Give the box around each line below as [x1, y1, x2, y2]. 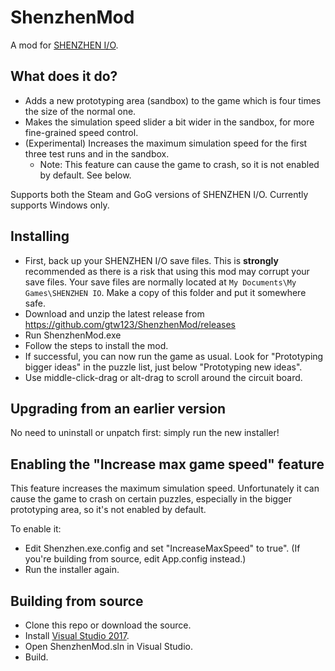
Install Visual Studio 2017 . [24, 630, 130, 641]
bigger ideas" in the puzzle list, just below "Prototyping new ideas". [24, 361, 303, 373]
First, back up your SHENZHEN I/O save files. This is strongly [24, 254, 279, 266]
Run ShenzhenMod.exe [24, 329, 122, 341]
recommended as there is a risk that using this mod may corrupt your [24, 265, 310, 277]
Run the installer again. [24, 564, 120, 576]
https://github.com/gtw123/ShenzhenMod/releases [24, 318, 236, 330]
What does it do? [10, 68, 118, 85]
